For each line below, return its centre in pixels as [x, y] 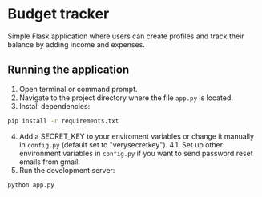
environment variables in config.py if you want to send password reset [136, 153]
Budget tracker [58, 14]
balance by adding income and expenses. [77, 44]
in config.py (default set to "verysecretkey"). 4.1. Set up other [121, 144]
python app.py [31, 185]
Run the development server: [67, 170]
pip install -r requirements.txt [63, 121]
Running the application [69, 70]
